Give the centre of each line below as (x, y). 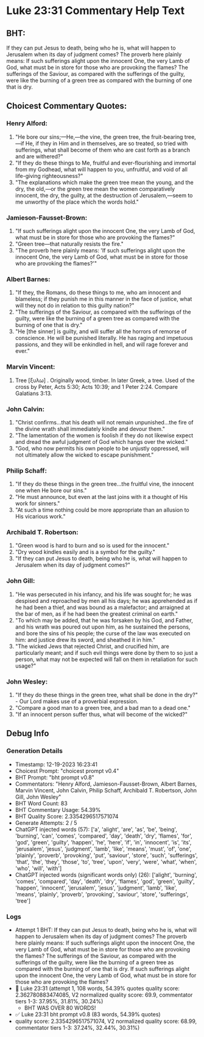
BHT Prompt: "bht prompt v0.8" (55, 777)
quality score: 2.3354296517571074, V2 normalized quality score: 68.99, (106, 1021)
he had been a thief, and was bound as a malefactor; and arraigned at (103, 607)
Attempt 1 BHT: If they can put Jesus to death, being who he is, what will (106, 930)
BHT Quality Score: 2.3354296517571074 (67, 816)
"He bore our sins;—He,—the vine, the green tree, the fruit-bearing (99, 137)
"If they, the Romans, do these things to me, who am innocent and (98, 293)
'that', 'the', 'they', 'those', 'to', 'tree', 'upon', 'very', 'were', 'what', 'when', (106, 862)
